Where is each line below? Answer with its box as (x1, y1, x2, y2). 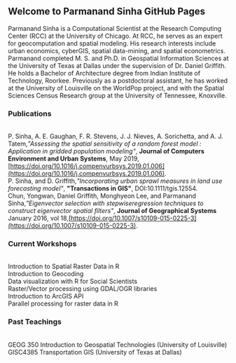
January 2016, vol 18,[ (8, 214, 71, 223)
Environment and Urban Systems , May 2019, (8, 154, 139, 163)
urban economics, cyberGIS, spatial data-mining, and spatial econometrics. (8, 46, 226, 55)
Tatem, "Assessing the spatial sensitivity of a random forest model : (8, 139, 202, 148)
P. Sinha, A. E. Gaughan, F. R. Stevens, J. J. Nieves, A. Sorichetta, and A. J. (8, 132, 223, 141)
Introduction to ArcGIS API (8, 292, 84, 301)
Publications (8, 109, 52, 118)
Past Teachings (8, 317, 62, 327)
